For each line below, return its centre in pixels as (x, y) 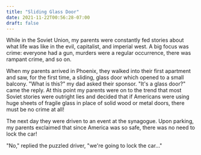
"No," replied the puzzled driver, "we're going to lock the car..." (84, 146)
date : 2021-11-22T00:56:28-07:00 (48, 17)
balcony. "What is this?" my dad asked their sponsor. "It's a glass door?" (96, 84)
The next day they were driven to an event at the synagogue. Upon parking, (100, 121)
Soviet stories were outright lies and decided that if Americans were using (98, 96)
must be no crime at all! (35, 110)
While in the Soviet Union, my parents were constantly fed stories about (95, 40)
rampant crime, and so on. (39, 59)
